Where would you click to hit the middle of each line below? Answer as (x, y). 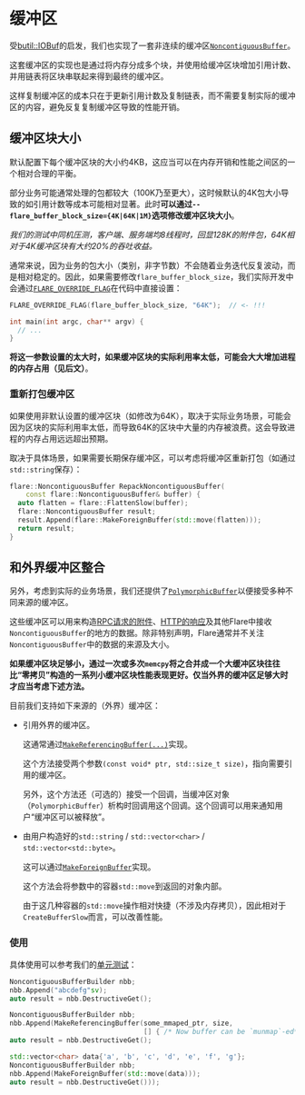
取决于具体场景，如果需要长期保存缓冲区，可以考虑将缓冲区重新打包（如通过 (152, 458)
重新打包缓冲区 (42, 394)
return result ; (46, 528)
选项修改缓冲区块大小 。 (195, 215)
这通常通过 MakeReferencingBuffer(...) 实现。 (107, 744)
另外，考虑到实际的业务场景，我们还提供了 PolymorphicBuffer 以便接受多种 (148, 591)
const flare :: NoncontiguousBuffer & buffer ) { (113, 495)
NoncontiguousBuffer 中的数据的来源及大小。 (92, 644)
